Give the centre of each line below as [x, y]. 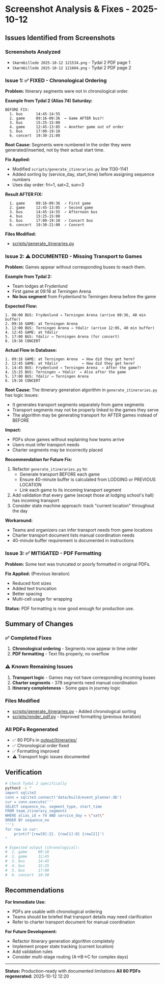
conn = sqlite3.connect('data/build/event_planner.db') [63, 797]
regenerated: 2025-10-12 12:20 [37, 976]
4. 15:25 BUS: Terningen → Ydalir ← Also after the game [66, 372]
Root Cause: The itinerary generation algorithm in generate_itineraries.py [81, 390]
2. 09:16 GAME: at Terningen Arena [41, 324]
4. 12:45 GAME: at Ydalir [31, 333]
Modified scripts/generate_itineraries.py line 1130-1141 [70, 169]
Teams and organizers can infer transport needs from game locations [82, 530]
